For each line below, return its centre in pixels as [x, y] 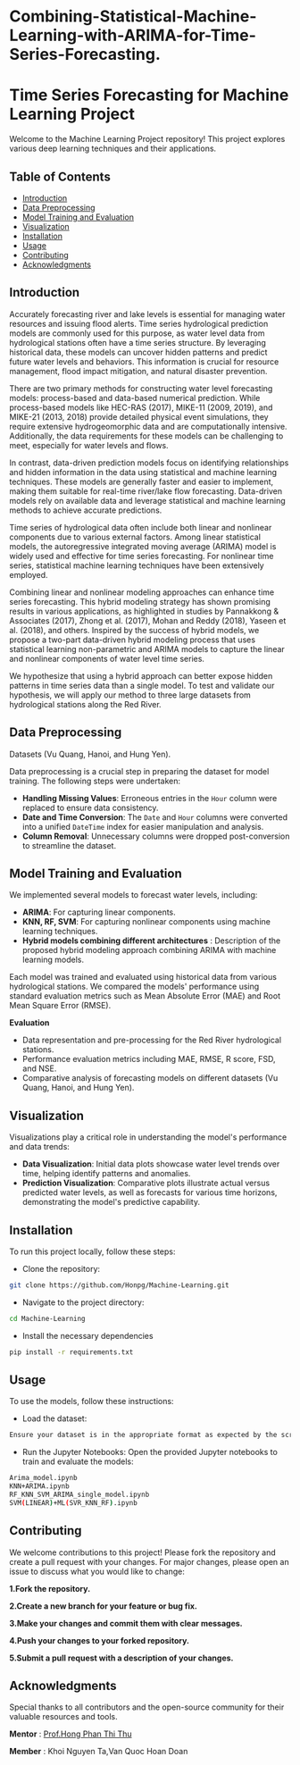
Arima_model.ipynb [43, 1478]
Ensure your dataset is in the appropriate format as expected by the [143, 1435]
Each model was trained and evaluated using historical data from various [143, 977]
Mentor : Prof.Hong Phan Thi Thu [71, 1734]
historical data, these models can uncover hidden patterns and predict [138, 352]
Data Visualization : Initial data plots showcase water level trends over [151, 1164]
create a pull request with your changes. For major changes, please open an [149, 1561]
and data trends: [39, 1147]
